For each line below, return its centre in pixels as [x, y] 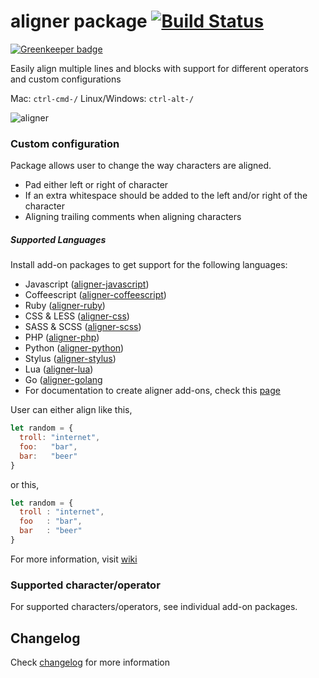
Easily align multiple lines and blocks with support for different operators [159, 68]
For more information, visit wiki [74, 559]
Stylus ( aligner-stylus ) [70, 359]
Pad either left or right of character [96, 185]
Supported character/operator [85, 585]
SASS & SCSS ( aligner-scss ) [83, 327]
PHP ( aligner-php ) [62, 337]
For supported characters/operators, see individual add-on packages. [154, 607]
